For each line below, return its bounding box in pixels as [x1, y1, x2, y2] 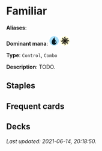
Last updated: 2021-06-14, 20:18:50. [6, 137, 97, 145]
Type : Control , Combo [6, 51, 58, 58]
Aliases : [6, 24, 27, 31]
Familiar [6, 4, 47, 18]
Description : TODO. [6, 63, 56, 70]
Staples [6, 81, 35, 91]
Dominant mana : [6, 40, 49, 47]
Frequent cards [6, 101, 65, 111]
